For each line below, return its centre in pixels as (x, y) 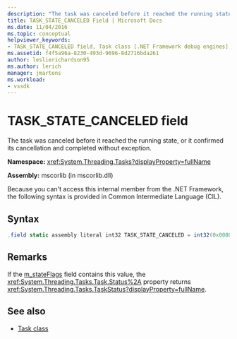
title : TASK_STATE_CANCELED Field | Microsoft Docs (85, 20)
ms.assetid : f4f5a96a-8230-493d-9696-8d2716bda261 (83, 54)
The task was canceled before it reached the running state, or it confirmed (116, 141)
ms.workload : (26, 79)
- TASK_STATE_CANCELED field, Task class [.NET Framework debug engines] (118, 47)
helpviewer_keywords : (39, 40)
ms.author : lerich (34, 66)
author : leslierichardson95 (49, 60)
